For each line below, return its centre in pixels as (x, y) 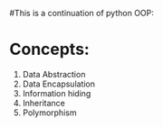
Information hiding (57, 93)
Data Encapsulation (59, 84)
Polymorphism (49, 113)
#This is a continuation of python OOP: (81, 13)
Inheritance (44, 103)
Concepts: (50, 50)
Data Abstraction (54, 74)
